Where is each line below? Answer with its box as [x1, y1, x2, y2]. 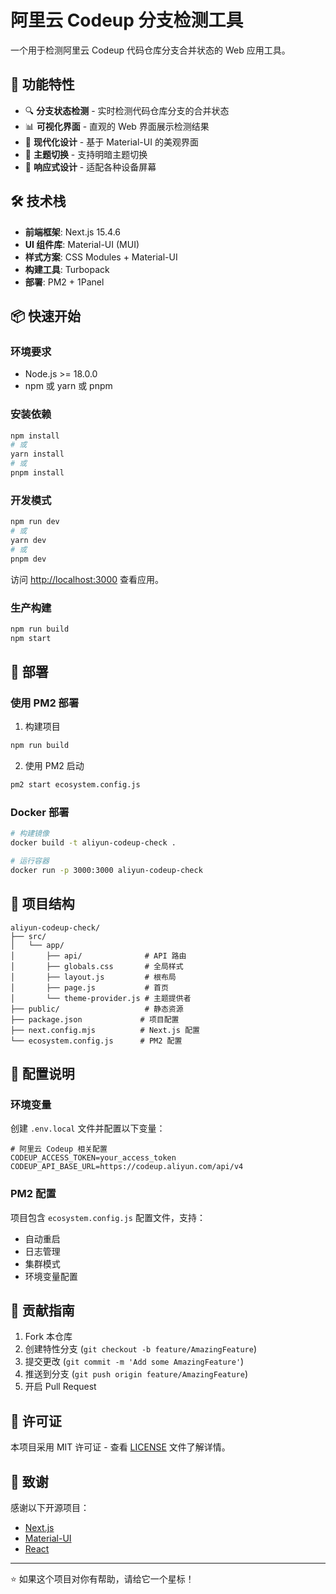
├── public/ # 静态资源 [10, 1004, 184, 1014]
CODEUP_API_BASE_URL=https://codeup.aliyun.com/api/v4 [10, 1162, 244, 1172]
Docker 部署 [10, 806, 70, 819]
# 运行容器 [10, 856, 50, 866]
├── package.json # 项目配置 [10, 1014, 180, 1025]
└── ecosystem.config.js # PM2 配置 [10, 1036, 183, 1046]
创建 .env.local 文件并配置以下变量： [10, 1122, 166, 1135]
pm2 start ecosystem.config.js [10, 780, 141, 790]
